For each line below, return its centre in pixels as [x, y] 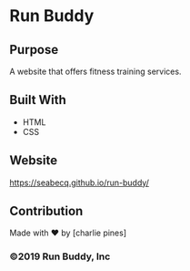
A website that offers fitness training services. [95, 71]
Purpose [34, 50]
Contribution [46, 211]
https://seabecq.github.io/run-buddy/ [80, 182]
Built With [38, 100]
